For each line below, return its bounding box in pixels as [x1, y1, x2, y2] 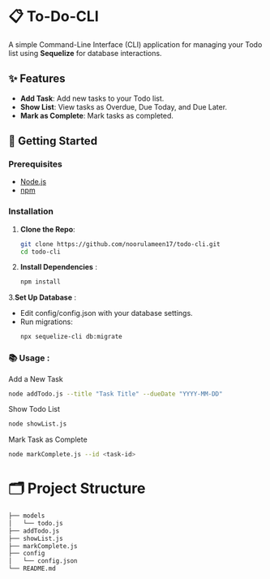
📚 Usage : [8, 352, 50, 364]
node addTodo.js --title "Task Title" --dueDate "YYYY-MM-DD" [8, 390, 223, 398]
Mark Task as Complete [8, 434, 88, 444]
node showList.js [8, 420, 67, 428]
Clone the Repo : [19, 224, 75, 234]
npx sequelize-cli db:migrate [19, 333, 123, 341]
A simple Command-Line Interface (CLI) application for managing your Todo [8, 39, 263, 50]
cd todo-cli [19, 248, 61, 256]
